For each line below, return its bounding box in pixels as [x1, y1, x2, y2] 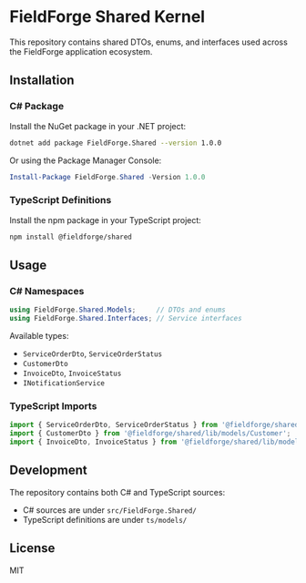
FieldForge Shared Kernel [9, 6, 206, 27]
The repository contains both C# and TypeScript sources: [9, 486, 226, 497]
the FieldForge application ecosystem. [9, 46, 153, 56]
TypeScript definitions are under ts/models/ [22, 514, 188, 525]
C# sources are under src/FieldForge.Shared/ [22, 504, 198, 516]
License [9, 540, 56, 557]
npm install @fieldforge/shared [9, 232, 132, 241]
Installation [9, 73, 75, 88]
